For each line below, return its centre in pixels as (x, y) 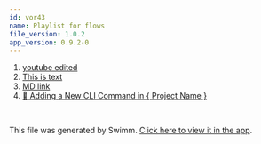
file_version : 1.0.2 (47, 34)
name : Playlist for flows (57, 26)
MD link (36, 86)
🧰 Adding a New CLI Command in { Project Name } (114, 96)
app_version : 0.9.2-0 (49, 42)
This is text (42, 77)
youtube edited (50, 68)
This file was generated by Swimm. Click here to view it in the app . (131, 131)
